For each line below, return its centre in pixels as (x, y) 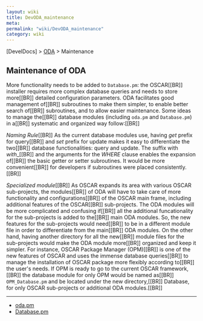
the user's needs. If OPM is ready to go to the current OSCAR (82, 269)
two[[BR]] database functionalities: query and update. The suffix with (92, 148)
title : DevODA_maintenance (40, 17)
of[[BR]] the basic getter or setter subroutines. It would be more (85, 160)
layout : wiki (23, 12)
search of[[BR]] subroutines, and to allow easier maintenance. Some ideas (99, 110)
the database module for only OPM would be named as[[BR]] (98, 275)
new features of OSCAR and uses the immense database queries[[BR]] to (97, 256)
